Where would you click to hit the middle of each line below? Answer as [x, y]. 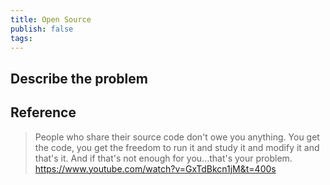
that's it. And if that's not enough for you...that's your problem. [163, 158]
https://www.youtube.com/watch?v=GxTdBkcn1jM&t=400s [155, 168]
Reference [43, 112]
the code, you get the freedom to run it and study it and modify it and [177, 147]
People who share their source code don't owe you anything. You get [177, 137]
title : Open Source [51, 19]
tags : [21, 38]
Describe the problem [79, 78]
